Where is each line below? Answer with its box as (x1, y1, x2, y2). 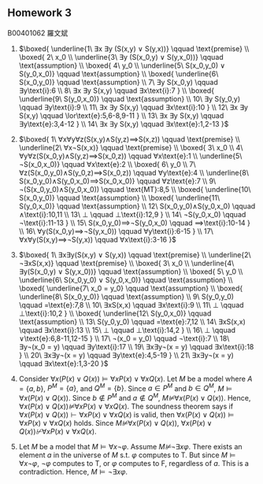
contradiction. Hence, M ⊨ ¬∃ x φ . (18, 467, 128, 477)
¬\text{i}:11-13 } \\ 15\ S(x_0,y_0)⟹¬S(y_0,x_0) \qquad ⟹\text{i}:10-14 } (18, 218, 251, 227)
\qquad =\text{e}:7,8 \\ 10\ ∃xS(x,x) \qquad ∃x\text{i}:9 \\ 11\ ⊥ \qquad (18, 300, 245, 309)
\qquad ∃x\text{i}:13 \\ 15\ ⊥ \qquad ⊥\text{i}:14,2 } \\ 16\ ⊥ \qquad (18, 325, 236, 334)
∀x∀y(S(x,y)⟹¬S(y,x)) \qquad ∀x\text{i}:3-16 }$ (18, 235, 176, 244)
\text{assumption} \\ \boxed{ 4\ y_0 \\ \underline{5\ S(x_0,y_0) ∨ (18, 61, 226, 70)
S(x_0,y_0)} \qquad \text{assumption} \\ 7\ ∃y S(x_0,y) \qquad (18, 77, 218, 87)
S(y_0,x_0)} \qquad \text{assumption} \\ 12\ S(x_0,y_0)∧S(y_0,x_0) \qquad (18, 201, 256, 211)
